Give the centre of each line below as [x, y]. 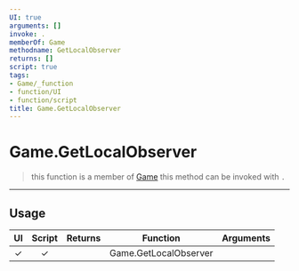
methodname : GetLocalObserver [65, 51]
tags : [19, 76]
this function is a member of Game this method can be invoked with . [158, 177]
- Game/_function [41, 84]
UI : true [25, 17]
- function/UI [36, 92]
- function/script [43, 100]
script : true [33, 68]
